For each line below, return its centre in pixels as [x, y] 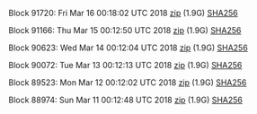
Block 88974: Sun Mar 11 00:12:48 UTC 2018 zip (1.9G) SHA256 [126, 100]
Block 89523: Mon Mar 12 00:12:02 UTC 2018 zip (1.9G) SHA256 [128, 83]
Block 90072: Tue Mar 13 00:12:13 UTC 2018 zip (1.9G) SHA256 [125, 65]
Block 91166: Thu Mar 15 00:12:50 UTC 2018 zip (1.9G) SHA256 [125, 30]
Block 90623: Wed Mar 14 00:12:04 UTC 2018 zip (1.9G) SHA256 [128, 48]
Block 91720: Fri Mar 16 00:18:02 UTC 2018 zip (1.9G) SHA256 [124, 13]
